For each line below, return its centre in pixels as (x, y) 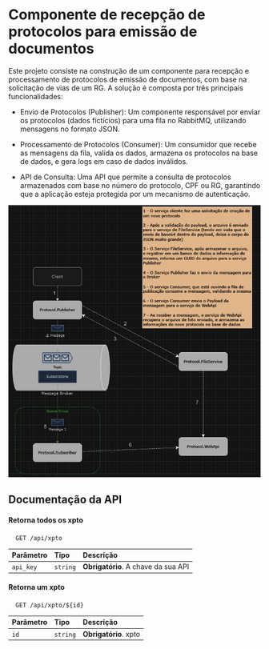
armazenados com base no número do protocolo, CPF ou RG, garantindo (140, 185)
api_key (24, 567)
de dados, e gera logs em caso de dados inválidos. (104, 161)
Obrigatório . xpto (112, 634)
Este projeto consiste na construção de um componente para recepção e (129, 70)
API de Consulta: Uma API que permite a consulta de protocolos (125, 177)
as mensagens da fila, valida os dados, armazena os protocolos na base (139, 153)
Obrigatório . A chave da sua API (136, 567)
